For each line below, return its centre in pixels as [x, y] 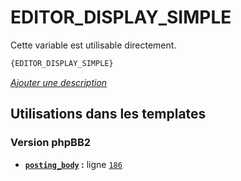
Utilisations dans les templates [108, 114]
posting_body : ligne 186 [73, 164]
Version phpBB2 [51, 143]
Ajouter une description [59, 82]
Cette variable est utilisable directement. [93, 45]
